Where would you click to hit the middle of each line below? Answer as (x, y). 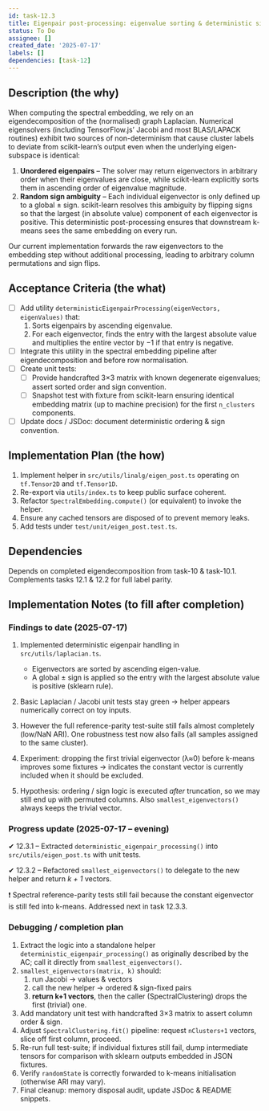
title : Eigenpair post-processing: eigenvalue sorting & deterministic (130, 23)
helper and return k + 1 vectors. (60, 879)
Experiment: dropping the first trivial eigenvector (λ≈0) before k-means (137, 758)
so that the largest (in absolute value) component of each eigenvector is (139, 213)
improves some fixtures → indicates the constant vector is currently (132, 767)
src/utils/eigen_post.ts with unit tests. (75, 855)
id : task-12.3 (32, 16)
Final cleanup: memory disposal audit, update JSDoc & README (126, 1090)
